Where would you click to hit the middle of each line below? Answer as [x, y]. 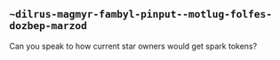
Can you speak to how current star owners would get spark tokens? [133, 46]
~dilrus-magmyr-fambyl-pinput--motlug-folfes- [141, 15]
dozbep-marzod [48, 26]
